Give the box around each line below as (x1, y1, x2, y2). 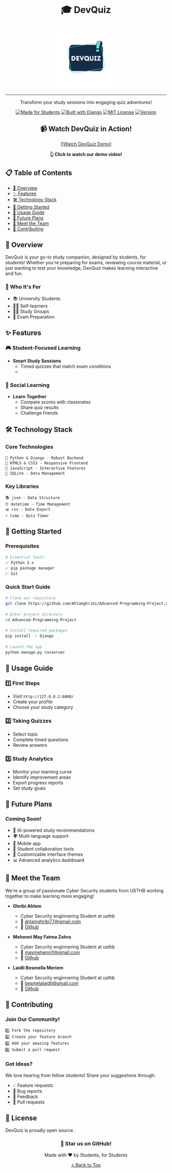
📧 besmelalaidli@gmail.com (20, 980, 79, 986)
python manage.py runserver (5, 650, 66, 655)
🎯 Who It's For (5, 283, 41, 290)
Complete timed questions (12, 736, 69, 743)
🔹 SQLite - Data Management (5, 471, 66, 476)
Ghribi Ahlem (12, 903, 42, 909)
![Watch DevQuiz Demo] (60, 141, 112, 147)
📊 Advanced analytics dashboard (12, 857, 84, 863)
